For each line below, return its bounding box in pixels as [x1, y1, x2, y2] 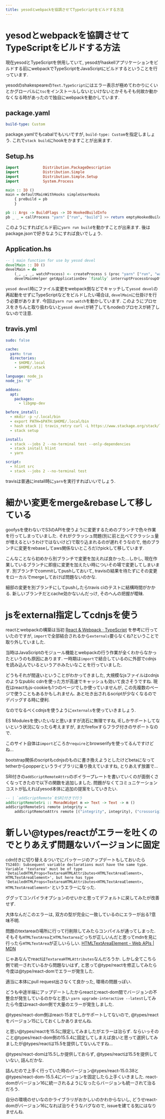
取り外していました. [5, 639, 46, 645]
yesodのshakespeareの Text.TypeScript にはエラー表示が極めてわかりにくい [5, 82, 158, 88]
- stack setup [10, 428, 39, 433]
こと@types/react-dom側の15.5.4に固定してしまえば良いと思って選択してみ [5, 1035, 158, 1040]
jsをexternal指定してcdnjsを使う [5, 610, 139, 620]
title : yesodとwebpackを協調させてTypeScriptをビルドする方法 [5, 7, 124, 12]
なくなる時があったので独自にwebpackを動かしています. [5, 94, 119, 100]
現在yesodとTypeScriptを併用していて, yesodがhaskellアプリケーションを [5, 59, 154, 65]
